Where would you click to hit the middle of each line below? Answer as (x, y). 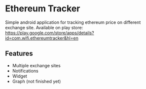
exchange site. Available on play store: (44, 27)
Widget (19, 76)
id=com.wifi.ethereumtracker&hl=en (42, 38)
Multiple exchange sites (36, 65)
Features (19, 54)
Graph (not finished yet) (36, 81)
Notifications (25, 71)
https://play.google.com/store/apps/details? (50, 33)
